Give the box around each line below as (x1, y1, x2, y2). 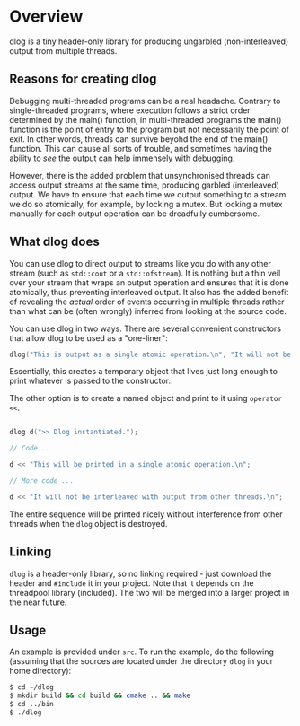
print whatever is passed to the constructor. (9, 375, 171, 387)
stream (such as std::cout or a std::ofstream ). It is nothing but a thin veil (9, 267, 281, 278)
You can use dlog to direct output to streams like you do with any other (9, 258, 271, 268)
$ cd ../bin (9, 700, 54, 709)
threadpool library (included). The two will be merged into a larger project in (9, 587, 290, 598)
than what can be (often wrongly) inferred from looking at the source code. (9, 305, 287, 316)
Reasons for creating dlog (9, 72, 157, 87)
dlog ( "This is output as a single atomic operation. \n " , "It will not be (9, 350, 292, 359)
